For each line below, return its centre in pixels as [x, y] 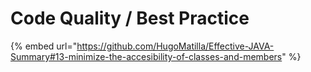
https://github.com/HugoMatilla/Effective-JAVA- [175, 46]
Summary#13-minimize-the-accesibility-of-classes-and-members [146, 56]
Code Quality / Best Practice [130, 18]
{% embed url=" [44, 46]
